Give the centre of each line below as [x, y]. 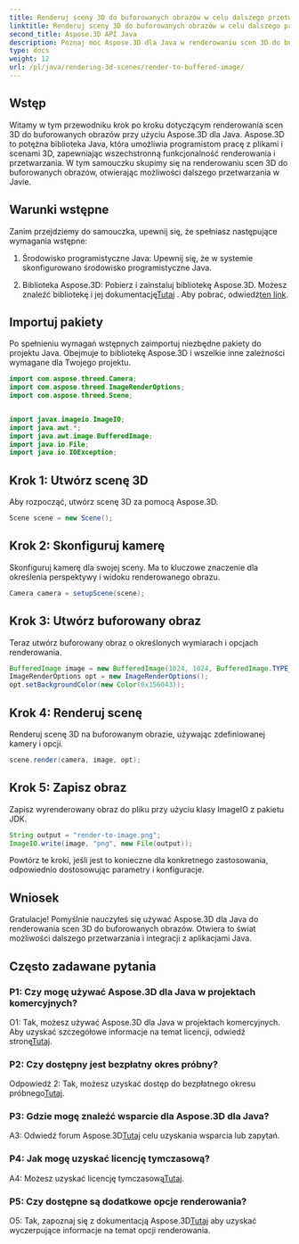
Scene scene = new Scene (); [61, 518]
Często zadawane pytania [83, 966]
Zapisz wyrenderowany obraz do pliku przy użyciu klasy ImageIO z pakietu [147, 809]
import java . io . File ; [49, 444]
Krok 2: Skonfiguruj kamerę [87, 546]
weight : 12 [29, 59]
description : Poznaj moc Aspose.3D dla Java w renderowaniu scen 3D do [145, 42]
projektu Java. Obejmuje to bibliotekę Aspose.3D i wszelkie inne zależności [147, 353]
